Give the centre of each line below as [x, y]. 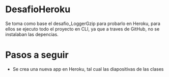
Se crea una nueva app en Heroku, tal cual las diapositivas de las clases [88, 69]
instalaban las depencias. [32, 34]
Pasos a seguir [37, 55]
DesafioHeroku [38, 9]
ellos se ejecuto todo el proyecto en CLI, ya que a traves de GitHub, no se [82, 29]
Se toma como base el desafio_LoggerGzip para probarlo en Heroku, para [83, 23]
